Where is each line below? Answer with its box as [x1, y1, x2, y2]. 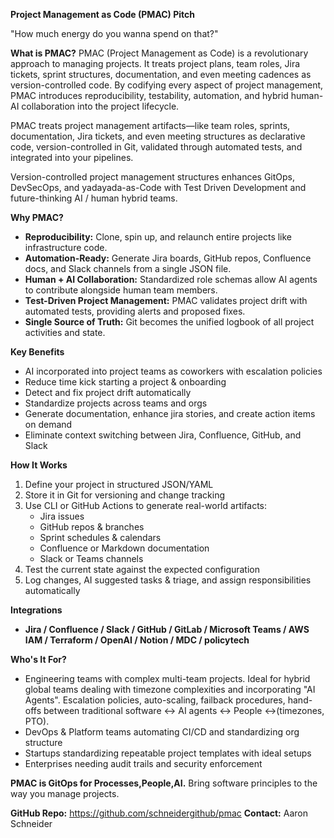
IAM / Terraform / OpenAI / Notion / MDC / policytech [24, 634, 250, 646]
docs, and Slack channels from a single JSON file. [24, 263, 232, 274]
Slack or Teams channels [39, 553, 144, 564]
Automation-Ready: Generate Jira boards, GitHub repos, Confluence [24, 252, 312, 264]
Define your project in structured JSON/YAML [24, 479, 214, 490]
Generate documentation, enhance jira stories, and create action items [24, 408, 316, 419]
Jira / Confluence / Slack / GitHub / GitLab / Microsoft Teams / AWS [24, 624, 310, 635]
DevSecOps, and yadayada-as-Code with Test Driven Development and [10, 182, 307, 193]
